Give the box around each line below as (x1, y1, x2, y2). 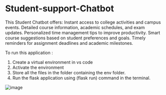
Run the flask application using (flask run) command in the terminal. (12, 75, 151, 81)
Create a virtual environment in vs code (12, 59, 93, 65)
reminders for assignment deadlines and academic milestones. (5, 40, 133, 46)
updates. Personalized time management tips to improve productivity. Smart (5, 30, 161, 35)
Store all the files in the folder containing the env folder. (12, 69, 126, 75)
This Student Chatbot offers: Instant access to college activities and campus (5, 19, 161, 25)
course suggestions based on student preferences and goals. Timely (5, 35, 146, 41)
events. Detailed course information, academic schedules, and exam (5, 24, 145, 30)
